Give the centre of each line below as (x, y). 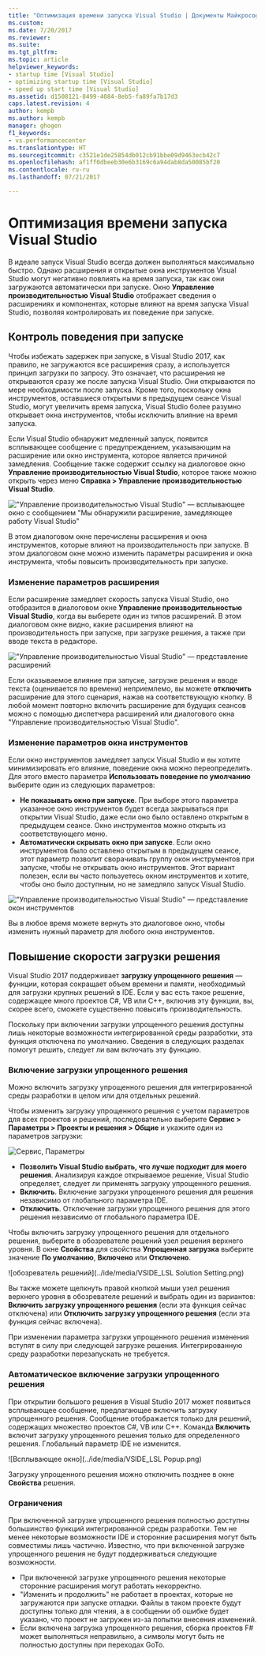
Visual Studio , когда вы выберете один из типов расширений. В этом (125, 616)
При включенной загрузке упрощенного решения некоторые (123, 1577)
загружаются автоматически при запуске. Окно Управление (111, 287)
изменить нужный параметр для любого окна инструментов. (112, 932)
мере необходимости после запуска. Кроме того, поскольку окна (119, 390)
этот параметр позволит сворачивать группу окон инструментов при (137, 859)
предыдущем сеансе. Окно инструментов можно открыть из (123, 826)
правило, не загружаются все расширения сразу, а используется (119, 364)
